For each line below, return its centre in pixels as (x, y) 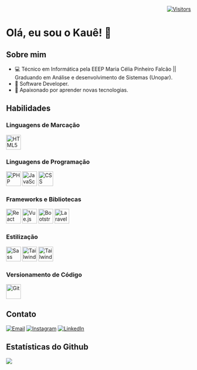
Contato (21, 314)
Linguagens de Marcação (43, 125)
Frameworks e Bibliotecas (44, 199)
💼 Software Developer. (42, 84)
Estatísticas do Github (47, 347)
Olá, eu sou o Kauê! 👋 (59, 33)
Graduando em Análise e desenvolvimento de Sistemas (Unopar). (94, 77)
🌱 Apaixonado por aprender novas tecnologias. (72, 90)
